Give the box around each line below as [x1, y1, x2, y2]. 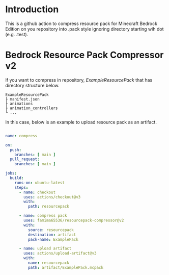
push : [10, 147, 22, 153]
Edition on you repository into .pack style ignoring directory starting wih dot [5, 26, 164, 32]
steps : [14, 185, 29, 190]
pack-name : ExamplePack [27, 237, 79, 242]
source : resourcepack [27, 227, 74, 233]
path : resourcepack [27, 204, 70, 209]
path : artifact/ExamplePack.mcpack [27, 265, 103, 270]
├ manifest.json [5, 96, 40, 102]
